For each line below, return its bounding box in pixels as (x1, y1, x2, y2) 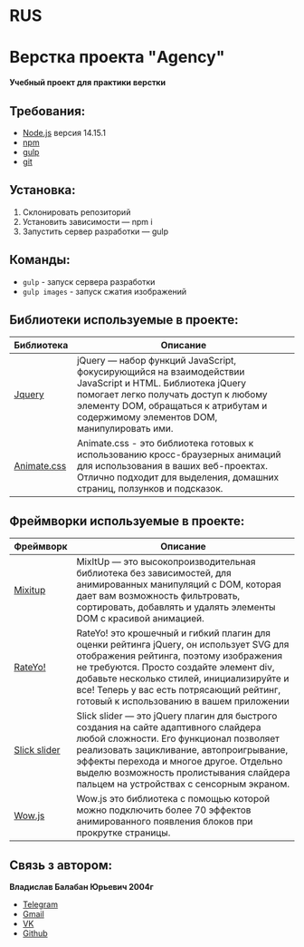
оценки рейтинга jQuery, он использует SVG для (76, 639, 290, 651)
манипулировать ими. (76, 423, 174, 435)
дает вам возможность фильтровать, (76, 590, 241, 602)
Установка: (9, 182, 76, 198)
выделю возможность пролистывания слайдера (76, 766, 290, 779)
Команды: (9, 252, 71, 268)
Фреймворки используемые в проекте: (9, 513, 245, 529)
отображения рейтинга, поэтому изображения (76, 649, 283, 662)
